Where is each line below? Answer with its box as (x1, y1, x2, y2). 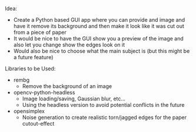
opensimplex (13, 108, 45, 114)
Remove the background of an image (22, 83, 112, 90)
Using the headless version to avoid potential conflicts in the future (22, 101, 185, 108)
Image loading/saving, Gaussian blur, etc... (22, 95, 126, 102)
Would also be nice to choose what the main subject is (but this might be (13, 48, 190, 55)
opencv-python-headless (13, 89, 75, 96)
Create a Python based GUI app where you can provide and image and (13, 16, 185, 23)
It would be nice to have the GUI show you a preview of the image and (13, 35, 184, 42)
